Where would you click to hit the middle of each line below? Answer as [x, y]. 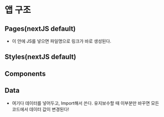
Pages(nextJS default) [40, 28]
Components [25, 74]
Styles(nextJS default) [41, 57]
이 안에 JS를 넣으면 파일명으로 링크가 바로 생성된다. [61, 41]
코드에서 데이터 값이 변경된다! [41, 109]
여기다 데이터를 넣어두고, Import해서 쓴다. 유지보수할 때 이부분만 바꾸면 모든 [85, 103]
